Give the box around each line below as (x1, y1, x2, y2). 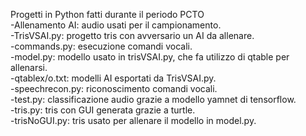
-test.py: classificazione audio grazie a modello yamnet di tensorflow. (10, 94, 297, 105)
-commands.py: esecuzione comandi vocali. (10, 40, 193, 52)
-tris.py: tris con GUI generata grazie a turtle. (10, 104, 196, 116)
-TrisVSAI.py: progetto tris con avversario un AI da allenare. (10, 30, 255, 41)
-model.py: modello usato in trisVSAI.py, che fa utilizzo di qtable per (10, 51, 290, 63)
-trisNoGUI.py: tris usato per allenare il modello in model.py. (10, 115, 257, 126)
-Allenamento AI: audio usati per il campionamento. (10, 19, 222, 31)
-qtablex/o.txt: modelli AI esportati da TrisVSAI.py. (10, 72, 217, 84)
